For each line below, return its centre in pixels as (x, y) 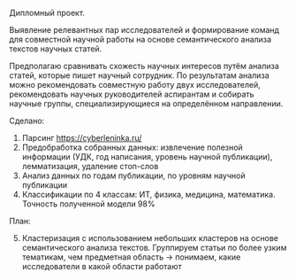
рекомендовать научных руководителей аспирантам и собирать (132, 94)
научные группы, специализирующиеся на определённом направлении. (146, 104)
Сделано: (27, 121)
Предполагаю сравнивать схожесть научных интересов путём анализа (144, 66)
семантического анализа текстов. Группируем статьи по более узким (154, 248)
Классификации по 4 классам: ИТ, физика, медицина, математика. (148, 194)
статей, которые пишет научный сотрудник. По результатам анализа (139, 75)
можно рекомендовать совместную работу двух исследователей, (135, 85)
